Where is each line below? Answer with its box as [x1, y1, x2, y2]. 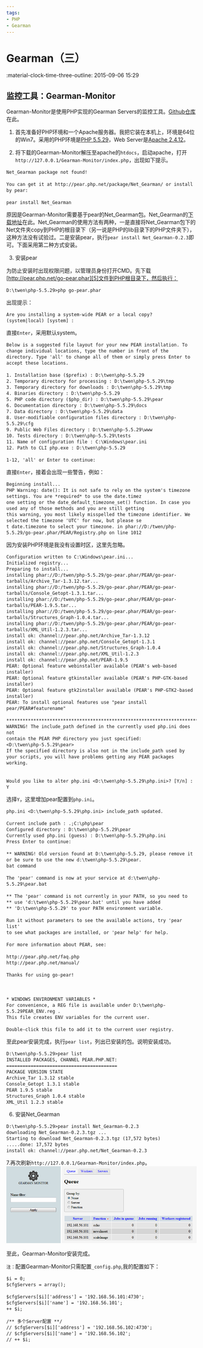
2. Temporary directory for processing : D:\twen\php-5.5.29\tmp [6, 379, 174, 385]
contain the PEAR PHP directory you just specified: [6, 736, 142, 742]
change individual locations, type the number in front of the [6, 348, 169, 354]
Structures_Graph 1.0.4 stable [6, 1094, 85, 1100]
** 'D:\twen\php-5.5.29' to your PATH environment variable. [6, 906, 164, 912]
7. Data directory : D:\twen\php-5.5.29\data [6, 409, 123, 415]
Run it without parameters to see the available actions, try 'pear [6, 918, 182, 924]
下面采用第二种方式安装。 [16, 241, 80, 248]
